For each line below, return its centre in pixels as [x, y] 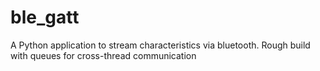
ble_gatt [45, 17]
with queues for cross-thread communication [103, 55]
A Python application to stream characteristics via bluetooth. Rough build [160, 45]
